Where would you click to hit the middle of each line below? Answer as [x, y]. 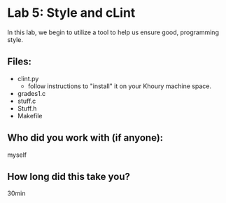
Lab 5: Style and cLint [71, 13]
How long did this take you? [69, 176]
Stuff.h [27, 108]
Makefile [30, 115]
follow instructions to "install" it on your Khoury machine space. [120, 86]
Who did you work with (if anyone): [85, 138]
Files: [19, 62]
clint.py [28, 78]
